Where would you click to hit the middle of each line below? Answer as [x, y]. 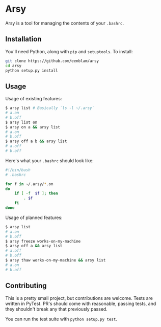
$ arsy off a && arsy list [34, 246]
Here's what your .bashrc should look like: [50, 160]
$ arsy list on [21, 122]
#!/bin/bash [18, 170]
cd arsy [14, 66]
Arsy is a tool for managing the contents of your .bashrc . [65, 23]
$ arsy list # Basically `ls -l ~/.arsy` [50, 108]
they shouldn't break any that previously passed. [57, 309]
